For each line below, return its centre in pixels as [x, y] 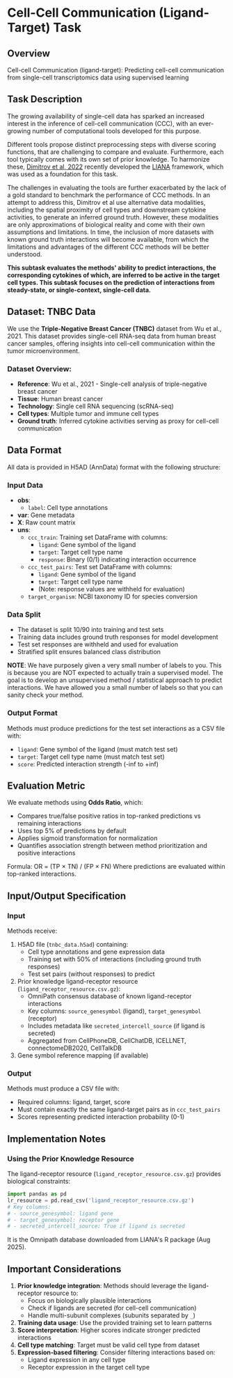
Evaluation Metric [46, 786]
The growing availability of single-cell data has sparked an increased [106, 116]
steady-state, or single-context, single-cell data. [79, 290]
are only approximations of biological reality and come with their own [106, 224]
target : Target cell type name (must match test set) [91, 757]
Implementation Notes [57, 1139]
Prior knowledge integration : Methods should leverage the [102, 1286]
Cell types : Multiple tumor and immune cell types [88, 413]
